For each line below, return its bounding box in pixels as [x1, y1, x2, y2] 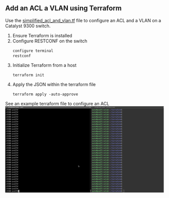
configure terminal [12, 48, 54, 53]
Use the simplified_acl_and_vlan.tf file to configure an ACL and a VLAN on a [5, 17, 161, 23]
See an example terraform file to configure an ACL [5, 100, 110, 106]
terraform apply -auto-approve [12, 92, 78, 97]
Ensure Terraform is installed [12, 32, 72, 38]
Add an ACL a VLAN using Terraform [5, 4, 122, 13]
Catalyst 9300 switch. [5, 23, 51, 29]
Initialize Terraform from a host [12, 62, 77, 68]
